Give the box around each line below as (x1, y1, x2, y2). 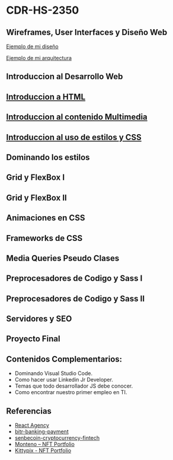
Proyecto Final (6, 334, 60, 344)
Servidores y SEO (6, 314, 72, 324)
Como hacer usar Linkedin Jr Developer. (14, 376, 114, 383)
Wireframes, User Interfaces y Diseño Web (6, 27, 168, 37)
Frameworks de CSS (6, 233, 83, 243)
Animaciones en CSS (6, 213, 85, 223)
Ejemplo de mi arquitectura (6, 55, 72, 61)
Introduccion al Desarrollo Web (6, 72, 123, 82)
